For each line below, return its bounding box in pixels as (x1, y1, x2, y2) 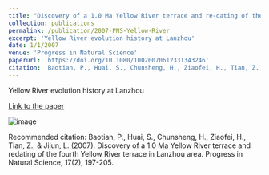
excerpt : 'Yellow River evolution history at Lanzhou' (8, 34, 195, 42)
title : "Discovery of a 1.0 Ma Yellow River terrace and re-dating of (8, 11, 249, 20)
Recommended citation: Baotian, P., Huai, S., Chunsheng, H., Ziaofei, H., (8, 132, 247, 141)
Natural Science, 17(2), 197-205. (8, 157, 114, 167)
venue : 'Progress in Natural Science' (8, 49, 138, 57)
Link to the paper (8, 101, 65, 110)
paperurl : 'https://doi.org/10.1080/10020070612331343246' (8, 57, 210, 65)
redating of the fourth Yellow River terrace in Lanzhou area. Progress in (8, 149, 243, 158)
